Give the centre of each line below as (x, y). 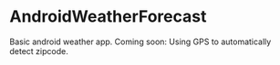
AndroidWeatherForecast (108, 17)
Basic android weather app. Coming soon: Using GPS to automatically (140, 42)
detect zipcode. (39, 51)
